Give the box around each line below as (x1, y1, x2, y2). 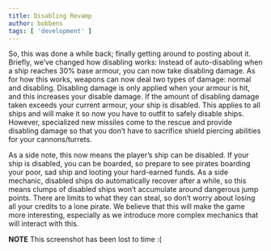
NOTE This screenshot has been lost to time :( (8, 235, 162, 245)
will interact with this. (8, 219, 79, 228)
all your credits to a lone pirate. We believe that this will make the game (8, 202, 245, 211)
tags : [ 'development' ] (8, 27, 92, 35)
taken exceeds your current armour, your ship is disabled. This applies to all (8, 100, 260, 110)
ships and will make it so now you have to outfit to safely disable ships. (8, 109, 244, 119)
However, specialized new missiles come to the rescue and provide (8, 118, 233, 128)
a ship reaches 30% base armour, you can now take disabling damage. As (8, 66, 256, 76)
